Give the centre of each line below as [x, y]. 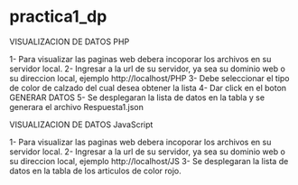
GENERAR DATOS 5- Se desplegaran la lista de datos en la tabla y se [137, 97]
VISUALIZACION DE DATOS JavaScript [81, 125]
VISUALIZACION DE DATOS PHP [70, 42]
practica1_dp [58, 17]
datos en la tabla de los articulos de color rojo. [96, 171]
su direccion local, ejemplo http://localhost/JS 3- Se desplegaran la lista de [149, 161]
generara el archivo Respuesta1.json [77, 106]
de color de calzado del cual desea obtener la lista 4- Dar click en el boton [148, 88]
